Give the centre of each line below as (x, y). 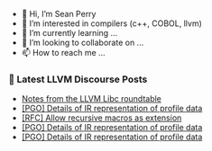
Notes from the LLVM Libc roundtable (91, 99)
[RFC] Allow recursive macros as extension (101, 118)
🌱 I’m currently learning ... (69, 33)
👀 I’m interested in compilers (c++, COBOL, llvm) (111, 23)
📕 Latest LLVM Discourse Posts (78, 79)
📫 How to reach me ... (63, 53)
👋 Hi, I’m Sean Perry (59, 14)
